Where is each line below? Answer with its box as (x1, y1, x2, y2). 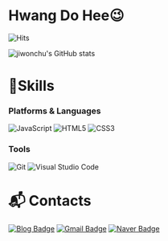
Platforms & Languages (8, 105, 101, 116)
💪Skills (8, 77, 55, 95)
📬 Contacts (8, 191, 92, 210)
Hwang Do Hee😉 (8, 6, 125, 25)
